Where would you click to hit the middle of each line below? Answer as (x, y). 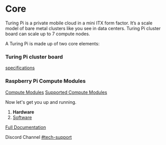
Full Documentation (26, 127)
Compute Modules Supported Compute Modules (56, 92)
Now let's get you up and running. (41, 102)
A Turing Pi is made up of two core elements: (52, 43)
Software (22, 117)
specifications (20, 68)
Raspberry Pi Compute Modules (46, 81)
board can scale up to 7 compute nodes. (48, 34)
